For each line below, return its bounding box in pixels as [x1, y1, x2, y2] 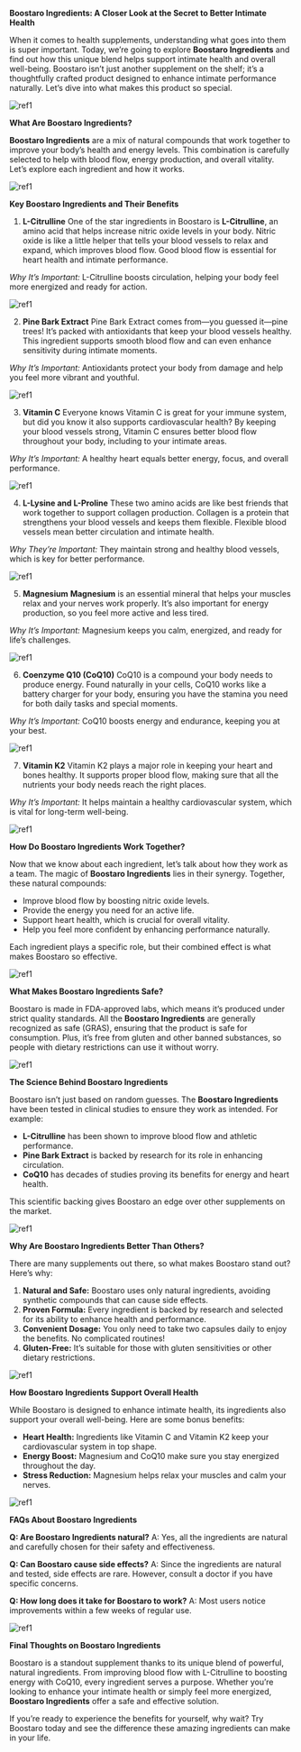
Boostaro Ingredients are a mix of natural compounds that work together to [9, 135, 291, 145]
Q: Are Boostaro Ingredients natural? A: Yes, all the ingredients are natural [9, 1532, 288, 1542]
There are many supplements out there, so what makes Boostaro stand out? [9, 1258, 291, 1269]
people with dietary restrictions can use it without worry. [9, 1042, 219, 1053]
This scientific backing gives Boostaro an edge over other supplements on [9, 1196, 286, 1207]
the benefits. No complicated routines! [22, 1333, 165, 1344]
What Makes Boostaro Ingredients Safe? [9, 986, 164, 997]
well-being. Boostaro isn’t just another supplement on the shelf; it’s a [9, 63, 264, 74]
